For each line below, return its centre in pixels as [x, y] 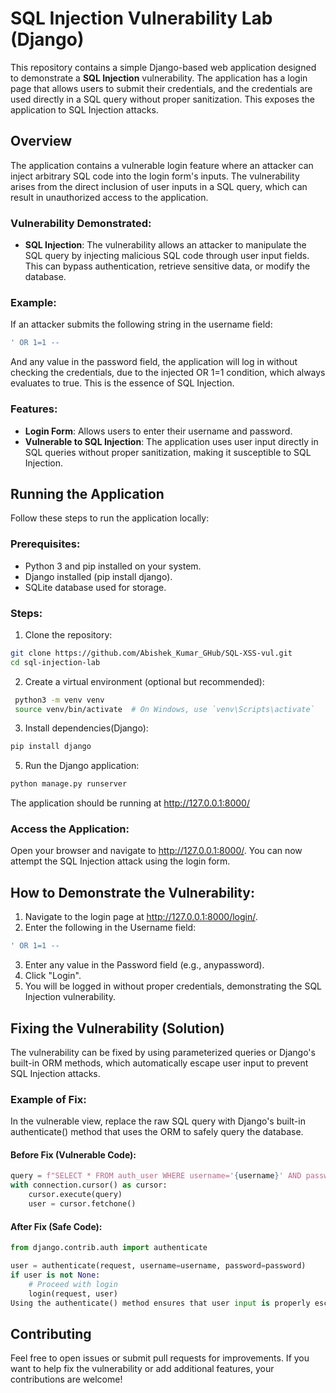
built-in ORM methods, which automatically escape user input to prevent [159, 1063]
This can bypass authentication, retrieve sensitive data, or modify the [167, 266]
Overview [41, 141]
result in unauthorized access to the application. [109, 197]
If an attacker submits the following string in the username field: [141, 324]
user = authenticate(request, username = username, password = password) [158, 1266]
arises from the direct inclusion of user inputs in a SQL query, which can [159, 186]
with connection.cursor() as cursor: [89, 1185]
